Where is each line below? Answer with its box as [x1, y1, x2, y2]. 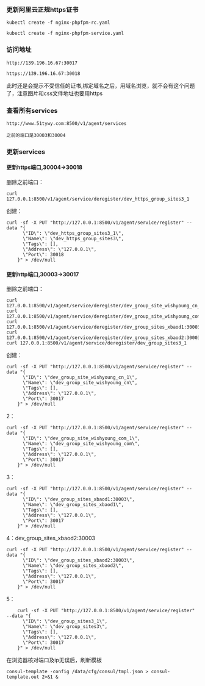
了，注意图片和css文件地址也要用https [6, 90, 103, 97]
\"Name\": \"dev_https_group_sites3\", [22, 236, 124, 242]
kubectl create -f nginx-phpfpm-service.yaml [6, 30, 124, 37]
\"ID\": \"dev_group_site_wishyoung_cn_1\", [22, 374, 138, 381]
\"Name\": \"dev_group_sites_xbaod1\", [22, 502, 124, 508]
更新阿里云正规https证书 [6, 5, 79, 13]
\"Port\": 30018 [22, 252, 64, 258]
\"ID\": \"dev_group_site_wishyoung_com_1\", [22, 435, 140, 441]
